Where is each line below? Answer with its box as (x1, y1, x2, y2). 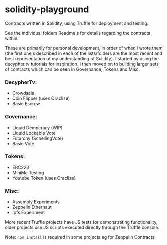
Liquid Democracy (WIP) (12, 124, 63, 131)
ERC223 (12, 164, 30, 170)
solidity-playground (5, 4, 89, 15)
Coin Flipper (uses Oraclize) (12, 95, 70, 101)
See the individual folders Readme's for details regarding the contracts (5, 30, 151, 36)
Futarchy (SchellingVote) (12, 135, 63, 141)
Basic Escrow (12, 101, 40, 107)
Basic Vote (12, 140, 35, 146)
